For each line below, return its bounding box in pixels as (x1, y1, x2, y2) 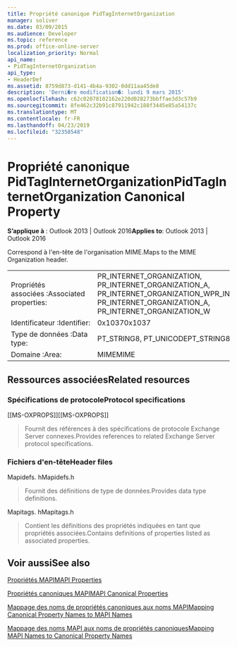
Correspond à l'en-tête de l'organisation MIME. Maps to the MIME (7, 248, 197, 257)
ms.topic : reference (7, 37, 68, 44)
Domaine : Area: (11, 350, 62, 359)
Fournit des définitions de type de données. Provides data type (24, 487, 207, 495)
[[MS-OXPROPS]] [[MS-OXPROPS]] (7, 411, 109, 419)
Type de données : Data (11, 329, 88, 339)
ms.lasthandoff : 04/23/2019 (7, 121, 90, 129)
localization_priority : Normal (7, 50, 99, 57)
